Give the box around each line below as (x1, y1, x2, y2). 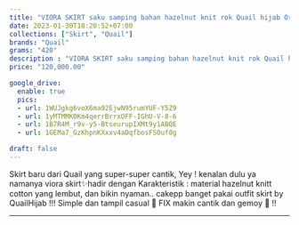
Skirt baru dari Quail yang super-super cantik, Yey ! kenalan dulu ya (9, 168, 256, 179)
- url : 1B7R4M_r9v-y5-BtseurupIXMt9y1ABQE (17, 120, 177, 129)
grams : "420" (9, 46, 58, 55)
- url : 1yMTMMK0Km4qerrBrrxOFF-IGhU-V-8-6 (17, 112, 177, 121)
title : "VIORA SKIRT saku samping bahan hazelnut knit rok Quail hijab (9, 12, 280, 22)
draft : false (9, 144, 58, 154)
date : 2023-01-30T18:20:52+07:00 (9, 21, 133, 30)
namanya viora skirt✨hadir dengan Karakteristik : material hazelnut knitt (9, 178, 272, 189)
